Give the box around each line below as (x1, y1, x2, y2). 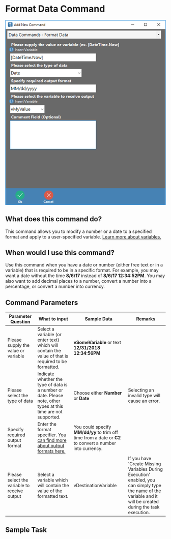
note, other (37, 398, 61, 404)
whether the (37, 376, 63, 382)
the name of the (128, 488, 161, 494)
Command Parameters (5, 298, 78, 307)
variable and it (128, 493, 158, 499)
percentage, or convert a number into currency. (5, 283, 105, 290)
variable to (7, 482, 30, 488)
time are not (37, 409, 63, 415)
